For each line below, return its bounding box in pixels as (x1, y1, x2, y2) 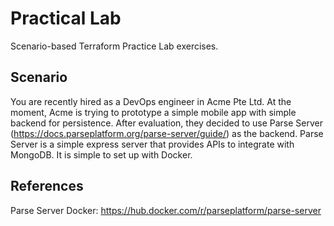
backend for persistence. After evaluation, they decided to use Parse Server (10, 117, 323, 129)
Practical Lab (10, 7, 122, 30)
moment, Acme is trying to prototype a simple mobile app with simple (10, 106, 297, 118)
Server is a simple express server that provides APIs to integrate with (10, 138, 295, 150)
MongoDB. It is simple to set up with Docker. (10, 148, 193, 161)
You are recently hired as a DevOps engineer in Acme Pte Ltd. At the (10, 95, 292, 107)
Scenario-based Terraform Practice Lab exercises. (10, 40, 219, 52)
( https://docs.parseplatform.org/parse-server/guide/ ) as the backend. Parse (10, 127, 324, 139)
